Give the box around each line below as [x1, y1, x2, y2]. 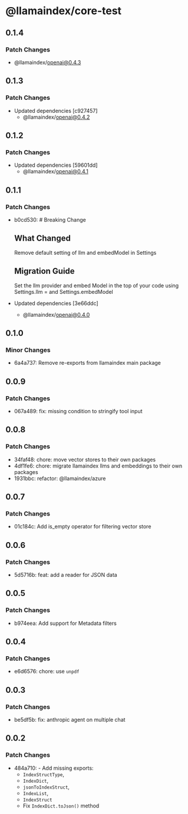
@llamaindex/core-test [5, 4, 122, 18]
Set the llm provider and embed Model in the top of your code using [14, 282, 179, 289]
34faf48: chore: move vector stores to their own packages [14, 456, 156, 463]
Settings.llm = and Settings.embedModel [14, 288, 113, 295]
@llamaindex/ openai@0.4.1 [22, 168, 89, 175]
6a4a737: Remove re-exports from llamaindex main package [14, 359, 161, 367]
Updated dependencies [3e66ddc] [14, 300, 98, 307]
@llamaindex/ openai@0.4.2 [22, 113, 90, 121]
